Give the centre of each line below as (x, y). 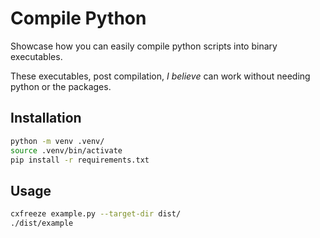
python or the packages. (61, 86)
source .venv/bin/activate (66, 150)
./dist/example (42, 223)
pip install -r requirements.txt (80, 160)
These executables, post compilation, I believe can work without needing (160, 76)
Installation (46, 118)
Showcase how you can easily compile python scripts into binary (144, 46)
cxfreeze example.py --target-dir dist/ (96, 214)
